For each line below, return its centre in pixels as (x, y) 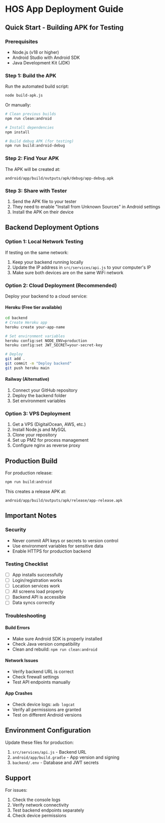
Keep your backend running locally (48, 262)
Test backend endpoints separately (48, 810)
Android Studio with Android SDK (46, 57)
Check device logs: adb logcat (43, 704)
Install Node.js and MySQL (39, 430)
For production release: (29, 473)
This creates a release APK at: (36, 492)
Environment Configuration (48, 731)
